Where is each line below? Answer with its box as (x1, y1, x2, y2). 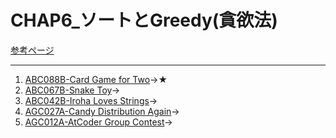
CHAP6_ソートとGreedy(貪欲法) (10, 9, 278, 32)
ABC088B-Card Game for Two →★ (24, 73, 168, 85)
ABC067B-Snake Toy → (24, 84, 121, 96)
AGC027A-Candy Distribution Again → (24, 105, 180, 117)
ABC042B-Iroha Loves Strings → (24, 94, 158, 106)
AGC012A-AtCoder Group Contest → (24, 116, 173, 128)
